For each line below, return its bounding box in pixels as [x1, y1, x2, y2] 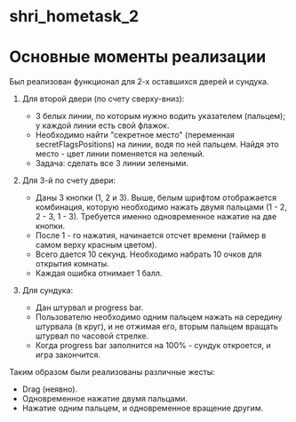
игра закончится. [35, 349, 100, 361]
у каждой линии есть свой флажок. [35, 120, 170, 131]
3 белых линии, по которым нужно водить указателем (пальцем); [35, 111, 286, 122]
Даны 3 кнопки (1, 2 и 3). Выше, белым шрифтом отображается [35, 193, 277, 203]
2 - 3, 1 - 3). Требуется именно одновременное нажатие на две [35, 211, 277, 222]
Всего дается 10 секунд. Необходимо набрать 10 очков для [35, 249, 262, 259]
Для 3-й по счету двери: [21, 175, 116, 186]
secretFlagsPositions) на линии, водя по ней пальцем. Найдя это [35, 139, 279, 150]
